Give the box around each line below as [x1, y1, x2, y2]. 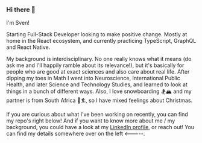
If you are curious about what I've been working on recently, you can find [6, 111, 188, 118]
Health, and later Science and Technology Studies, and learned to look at [6, 81, 188, 88]
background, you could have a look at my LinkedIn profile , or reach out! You [6, 124, 195, 131]
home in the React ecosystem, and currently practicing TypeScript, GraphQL [6, 37, 197, 45]
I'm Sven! [6, 19, 30, 27]
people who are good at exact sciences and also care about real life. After [6, 68, 190, 75]
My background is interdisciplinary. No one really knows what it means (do [6, 56, 192, 63]
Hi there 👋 [6, 5, 36, 14]
